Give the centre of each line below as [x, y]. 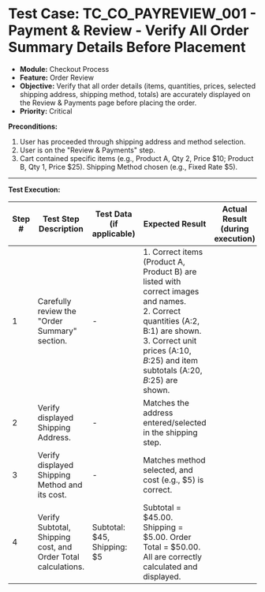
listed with [162, 281]
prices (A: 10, [167, 350]
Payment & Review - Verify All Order [129, 30]
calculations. [61, 567]
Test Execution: [34, 189]
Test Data [114, 214]
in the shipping [170, 433]
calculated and [170, 567]
